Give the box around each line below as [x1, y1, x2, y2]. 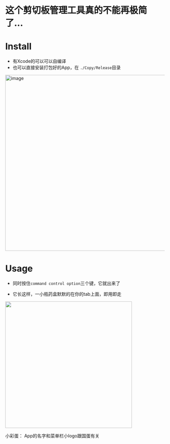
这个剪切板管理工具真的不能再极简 [5, 5, 148, 16]
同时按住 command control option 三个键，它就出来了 [12, 280, 120, 287]
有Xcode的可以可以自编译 [12, 58, 67, 64]
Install [5, 41, 32, 52]
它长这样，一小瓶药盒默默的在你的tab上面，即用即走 [12, 291, 121, 297]
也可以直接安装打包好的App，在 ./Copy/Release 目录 [12, 64, 121, 71]
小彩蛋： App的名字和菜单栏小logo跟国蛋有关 [5, 433, 100, 439]
